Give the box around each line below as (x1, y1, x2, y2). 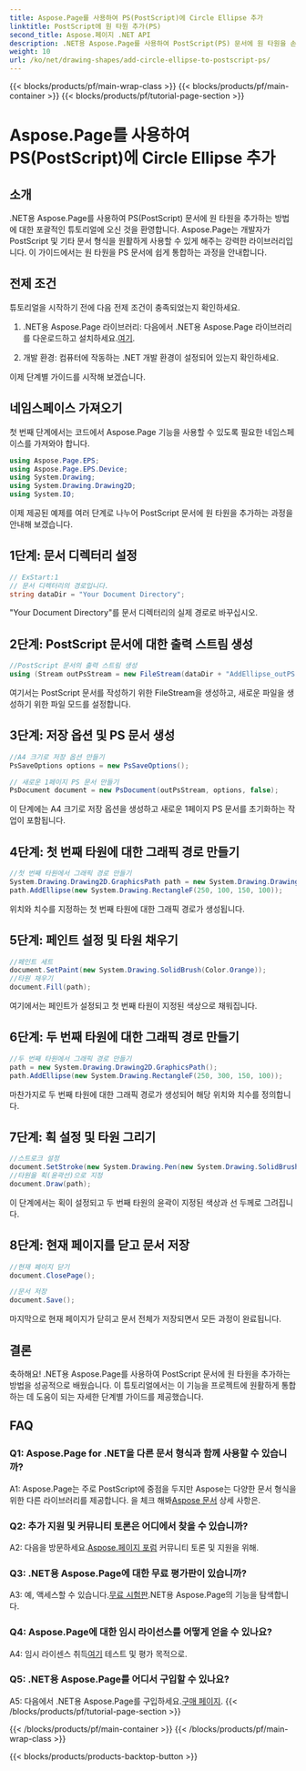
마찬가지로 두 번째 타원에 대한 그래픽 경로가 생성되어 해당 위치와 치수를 (9, 1089, 260, 1100)
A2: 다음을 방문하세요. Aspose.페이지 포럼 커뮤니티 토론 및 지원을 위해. (9, 1542, 260, 1552)
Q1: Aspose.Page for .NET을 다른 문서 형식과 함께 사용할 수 (9, 1447, 260, 1460)
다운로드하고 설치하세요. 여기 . (32, 332, 136, 343)
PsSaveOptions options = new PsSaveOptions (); (9, 761, 189, 770)
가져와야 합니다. (33, 438, 90, 449)
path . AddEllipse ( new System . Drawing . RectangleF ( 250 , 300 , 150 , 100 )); (9, 1071, 283, 1080)
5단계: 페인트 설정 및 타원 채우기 (9, 932, 179, 948)
